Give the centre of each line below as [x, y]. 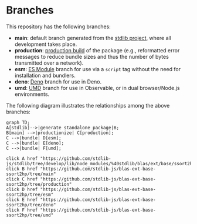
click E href [22, 200]
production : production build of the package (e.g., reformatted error [97, 50]
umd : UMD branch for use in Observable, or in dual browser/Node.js [97, 88]
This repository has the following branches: [59, 26]
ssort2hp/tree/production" [39, 184]
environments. [32, 94]
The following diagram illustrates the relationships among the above [88, 105]
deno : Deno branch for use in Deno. [58, 81]
